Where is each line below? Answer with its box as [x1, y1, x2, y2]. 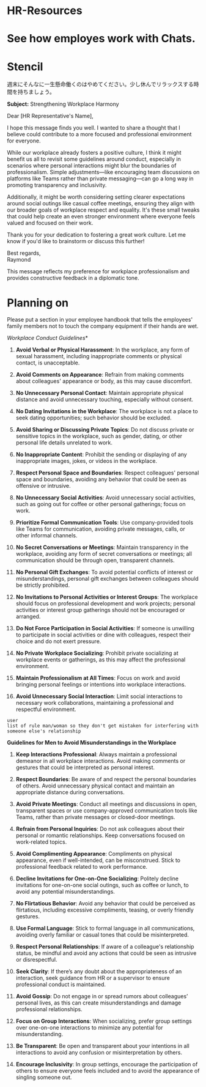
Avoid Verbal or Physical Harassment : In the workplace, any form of [15, 346, 190, 353]
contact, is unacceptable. [15, 359, 80, 367]
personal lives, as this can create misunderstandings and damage [15, 999, 182, 1006]
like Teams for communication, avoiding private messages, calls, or [15, 525, 185, 532]
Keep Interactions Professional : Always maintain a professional [15, 751, 177, 758]
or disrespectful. [15, 956, 57, 964]
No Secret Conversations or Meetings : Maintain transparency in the [15, 543, 189, 551]
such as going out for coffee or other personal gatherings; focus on [15, 501, 186, 508]
